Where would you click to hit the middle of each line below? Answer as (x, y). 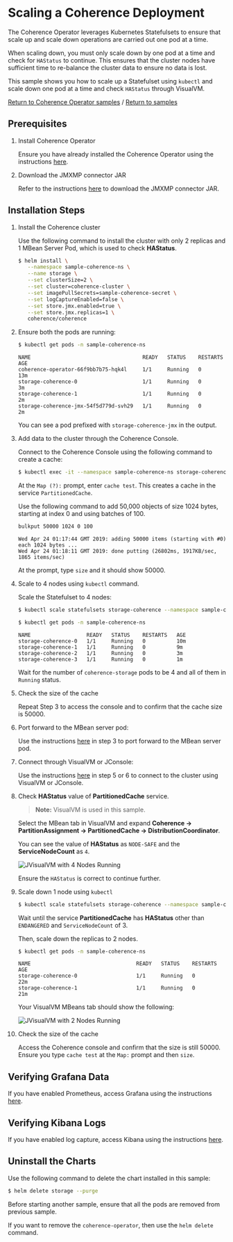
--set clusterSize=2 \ (60, 280)
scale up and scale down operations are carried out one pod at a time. (108, 39)
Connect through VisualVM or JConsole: (76, 761)
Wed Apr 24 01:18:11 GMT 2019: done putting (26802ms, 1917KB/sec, (117, 551)
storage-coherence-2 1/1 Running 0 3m (100, 653)
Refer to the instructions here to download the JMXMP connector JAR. (119, 188)
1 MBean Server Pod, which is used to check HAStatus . (97, 248)
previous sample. (33, 1211)
